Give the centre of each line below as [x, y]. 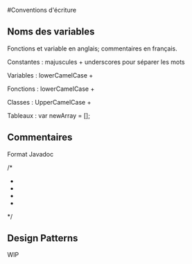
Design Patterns [43, 238]
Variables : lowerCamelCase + [50, 75]
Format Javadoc [30, 154]
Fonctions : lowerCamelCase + [51, 89]
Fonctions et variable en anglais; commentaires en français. [93, 49]
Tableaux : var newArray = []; [49, 115]
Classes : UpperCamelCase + [49, 102]
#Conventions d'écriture [42, 10]
